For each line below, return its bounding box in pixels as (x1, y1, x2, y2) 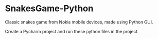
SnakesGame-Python (5, 3, 94, 14)
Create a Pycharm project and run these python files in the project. (5, 28, 139, 34)
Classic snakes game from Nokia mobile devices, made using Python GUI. (5, 19, 153, 25)
